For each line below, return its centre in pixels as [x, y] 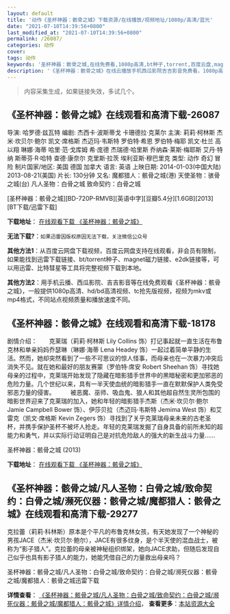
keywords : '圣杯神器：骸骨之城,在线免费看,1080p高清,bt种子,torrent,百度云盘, [111, 64]
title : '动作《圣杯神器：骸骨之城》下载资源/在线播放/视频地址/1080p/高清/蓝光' [110, 20]
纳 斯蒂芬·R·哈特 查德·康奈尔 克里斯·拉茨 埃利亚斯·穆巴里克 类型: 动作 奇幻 [110, 158]
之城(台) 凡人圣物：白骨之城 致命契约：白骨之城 [74, 184]
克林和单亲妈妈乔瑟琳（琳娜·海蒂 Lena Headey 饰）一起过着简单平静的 [106, 349]
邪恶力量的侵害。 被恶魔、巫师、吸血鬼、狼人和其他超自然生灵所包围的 [114, 393]
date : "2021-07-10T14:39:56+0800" [56, 26]
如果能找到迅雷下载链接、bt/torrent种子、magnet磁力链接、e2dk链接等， [110, 259]
